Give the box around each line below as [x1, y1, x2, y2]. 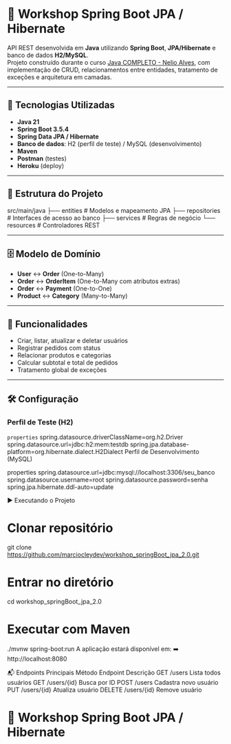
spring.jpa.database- [129, 440, 190, 448]
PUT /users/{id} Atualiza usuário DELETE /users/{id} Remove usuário [7, 685, 202, 694]
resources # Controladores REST [7, 220, 100, 229]
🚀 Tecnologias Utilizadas [7, 99, 115, 111]
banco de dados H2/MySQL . [7, 51, 89, 59]
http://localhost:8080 [7, 654, 67, 663]
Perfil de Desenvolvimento [124, 447, 199, 455]
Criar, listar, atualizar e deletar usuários [16, 337, 129, 345]
